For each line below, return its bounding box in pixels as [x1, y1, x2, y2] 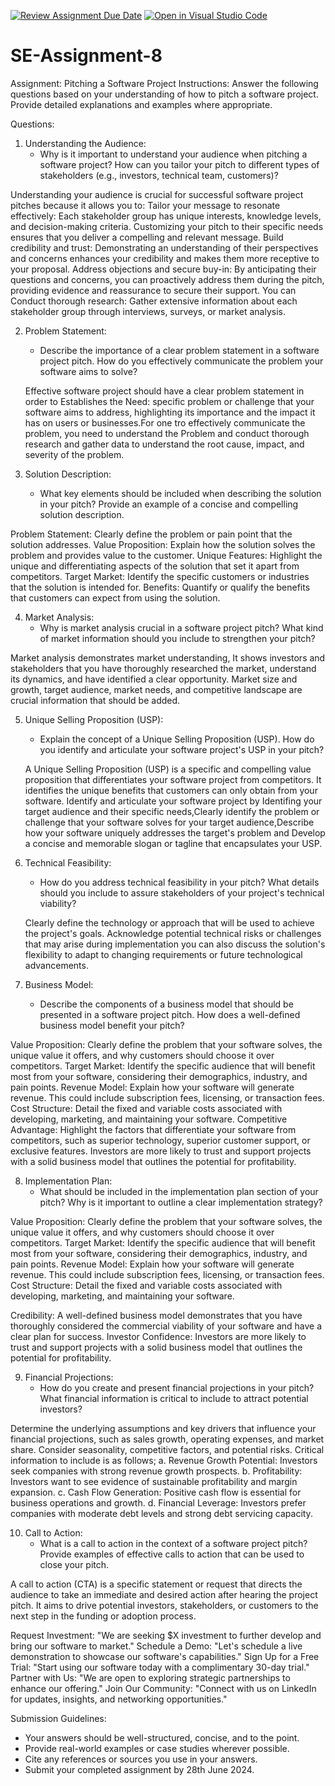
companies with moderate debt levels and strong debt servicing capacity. [10, 1507, 313, 1519]
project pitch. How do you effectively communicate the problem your [39, 355, 324, 367]
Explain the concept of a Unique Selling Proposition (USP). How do [39, 733, 315, 745]
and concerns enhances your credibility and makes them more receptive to [10, 252, 320, 264]
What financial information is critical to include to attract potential [39, 1392, 309, 1404]
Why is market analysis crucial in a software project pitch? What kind [39, 621, 324, 634]
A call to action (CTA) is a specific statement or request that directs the [10, 1578, 303, 1590]
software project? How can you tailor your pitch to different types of [39, 158, 320, 170]
